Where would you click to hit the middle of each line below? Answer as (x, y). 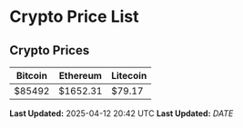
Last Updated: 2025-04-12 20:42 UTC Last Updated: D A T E (121, 113)
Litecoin (129, 76)
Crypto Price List (74, 17)
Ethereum (81, 76)
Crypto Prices (50, 50)
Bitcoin (32, 76)
